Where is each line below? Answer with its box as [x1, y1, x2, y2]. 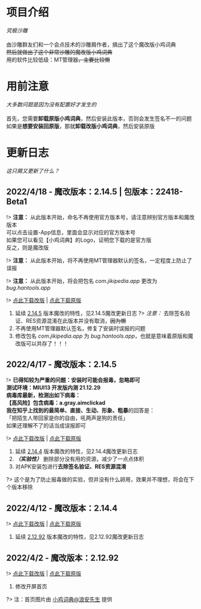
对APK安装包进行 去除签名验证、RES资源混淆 [15, 463, 127, 471]
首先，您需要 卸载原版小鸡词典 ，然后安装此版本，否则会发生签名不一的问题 [6, 115, 192, 122]
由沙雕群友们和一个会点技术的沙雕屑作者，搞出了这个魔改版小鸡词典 [6, 41, 176, 48]
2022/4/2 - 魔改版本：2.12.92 [6, 553, 119, 563]
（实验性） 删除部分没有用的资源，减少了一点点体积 [15, 455, 144, 463]
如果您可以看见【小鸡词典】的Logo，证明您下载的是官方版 [6, 236, 152, 243]
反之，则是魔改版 [6, 243, 49, 251]
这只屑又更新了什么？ [6, 167, 59, 174]
